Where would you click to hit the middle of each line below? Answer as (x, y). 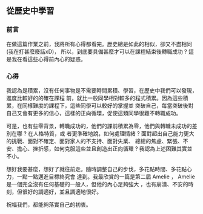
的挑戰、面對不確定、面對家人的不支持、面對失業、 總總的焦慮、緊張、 (95, 141)
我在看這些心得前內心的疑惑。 (48, 59)
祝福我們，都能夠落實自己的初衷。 (49, 204)
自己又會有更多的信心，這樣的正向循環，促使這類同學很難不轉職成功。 (94, 113)
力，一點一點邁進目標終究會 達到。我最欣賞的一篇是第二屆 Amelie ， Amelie (101, 177)
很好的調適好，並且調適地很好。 (62, 192)
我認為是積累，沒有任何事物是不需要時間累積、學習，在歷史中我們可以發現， (102, 90)
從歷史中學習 (30, 11)
